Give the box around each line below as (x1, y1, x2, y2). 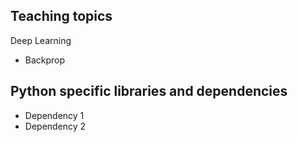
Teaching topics (10, 8, 113, 25)
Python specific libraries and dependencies (10, 83, 288, 100)
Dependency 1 (24, 109, 85, 121)
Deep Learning (10, 34, 72, 46)
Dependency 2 (24, 120, 87, 132)
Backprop (24, 54, 66, 66)
